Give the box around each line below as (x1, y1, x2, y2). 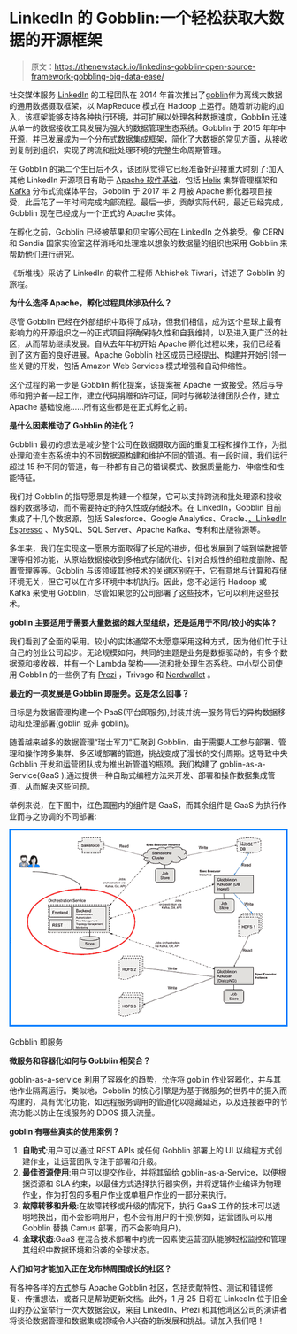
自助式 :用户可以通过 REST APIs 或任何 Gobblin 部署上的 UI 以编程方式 (21, 1145, 275, 1156)
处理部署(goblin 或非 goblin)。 (24, 718, 134, 729)
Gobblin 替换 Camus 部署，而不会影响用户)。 (21, 1222, 187, 1233)
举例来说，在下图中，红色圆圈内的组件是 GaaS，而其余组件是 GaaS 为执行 (9, 799, 280, 810)
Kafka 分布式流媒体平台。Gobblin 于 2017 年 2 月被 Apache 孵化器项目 (9, 185, 265, 196)
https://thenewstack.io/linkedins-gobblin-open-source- (54, 61, 256, 72)
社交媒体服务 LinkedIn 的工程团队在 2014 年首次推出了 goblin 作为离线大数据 (9, 89, 283, 100)
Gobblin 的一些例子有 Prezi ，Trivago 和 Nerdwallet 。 (19, 669, 216, 680)
